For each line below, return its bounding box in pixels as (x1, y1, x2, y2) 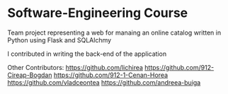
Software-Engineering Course (7, 5, 188, 21)
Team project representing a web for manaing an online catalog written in (7, 28, 222, 37)
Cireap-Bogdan (7, 71, 52, 79)
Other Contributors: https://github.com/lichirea (7, 63, 144, 71)
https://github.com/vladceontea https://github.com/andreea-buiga (7, 78, 201, 86)
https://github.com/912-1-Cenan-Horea (53, 71, 169, 79)
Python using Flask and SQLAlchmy (7, 35, 112, 44)
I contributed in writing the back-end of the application (7, 49, 167, 58)
